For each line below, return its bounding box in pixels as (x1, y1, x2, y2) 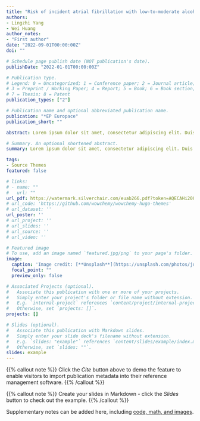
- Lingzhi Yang (6, 20, 44, 26)
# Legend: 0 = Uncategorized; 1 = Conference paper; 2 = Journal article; (6, 80, 196, 87)
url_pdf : (6, 195, 28, 201)
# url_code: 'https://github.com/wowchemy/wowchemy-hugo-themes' (6, 201, 171, 207)
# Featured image (6, 245, 49, 251)
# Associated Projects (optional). (6, 283, 95, 290)
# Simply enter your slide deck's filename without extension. (6, 333, 171, 339)
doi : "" (6, 48, 26, 54)
